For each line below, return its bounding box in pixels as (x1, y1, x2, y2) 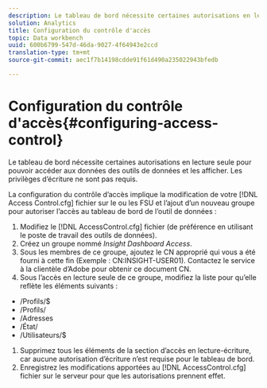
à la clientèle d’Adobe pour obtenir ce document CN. (19, 264, 192, 274)
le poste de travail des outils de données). (19, 230, 157, 239)
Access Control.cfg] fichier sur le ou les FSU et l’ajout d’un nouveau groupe (8, 198, 255, 208)
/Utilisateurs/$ (19, 330, 67, 339)
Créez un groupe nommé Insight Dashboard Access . (19, 239, 192, 248)
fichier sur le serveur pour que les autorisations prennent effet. (19, 371, 226, 380)
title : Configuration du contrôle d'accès (8, 26, 151, 34)
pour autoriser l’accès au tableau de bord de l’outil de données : (8, 206, 217, 215)
